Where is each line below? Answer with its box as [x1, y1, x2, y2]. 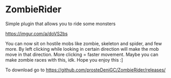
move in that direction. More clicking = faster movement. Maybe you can [5, 51, 159, 57]
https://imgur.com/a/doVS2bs [5, 30, 68, 36]
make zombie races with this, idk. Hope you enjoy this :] [5, 56, 123, 63]
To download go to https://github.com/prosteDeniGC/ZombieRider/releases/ [5, 67, 166, 73]
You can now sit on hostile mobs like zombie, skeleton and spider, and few [5, 40, 162, 47]
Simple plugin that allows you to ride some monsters [5, 21, 116, 27]
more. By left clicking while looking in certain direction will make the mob [5, 46, 159, 52]
